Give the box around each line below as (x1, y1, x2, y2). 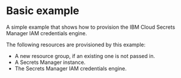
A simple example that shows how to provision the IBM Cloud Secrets (6, 23, 176, 30)
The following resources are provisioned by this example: (6, 41, 146, 48)
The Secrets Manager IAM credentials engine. (14, 65, 127, 72)
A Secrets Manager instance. (14, 59, 86, 66)
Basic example (6, 4, 80, 18)
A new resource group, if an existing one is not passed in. (14, 52, 156, 59)
